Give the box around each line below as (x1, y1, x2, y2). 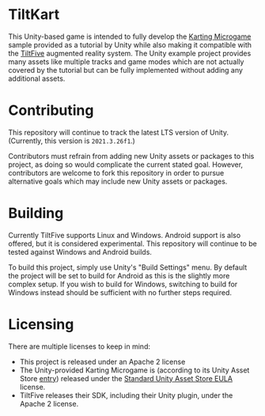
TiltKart (8, 6, 60, 24)
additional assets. (8, 74, 66, 83)
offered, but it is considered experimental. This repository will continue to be (8, 239, 257, 248)
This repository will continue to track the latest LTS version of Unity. (8, 127, 229, 137)
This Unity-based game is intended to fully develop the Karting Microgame (8, 32, 252, 41)
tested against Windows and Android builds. (8, 247, 153, 256)
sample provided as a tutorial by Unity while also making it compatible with (8, 40, 252, 49)
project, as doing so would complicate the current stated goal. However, (8, 160, 244, 169)
